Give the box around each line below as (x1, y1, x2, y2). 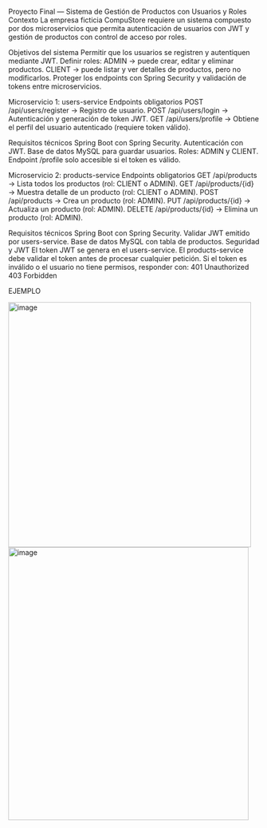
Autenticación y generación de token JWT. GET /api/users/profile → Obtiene (8, 114, 259, 123)
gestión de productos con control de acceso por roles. (8, 32, 187, 42)
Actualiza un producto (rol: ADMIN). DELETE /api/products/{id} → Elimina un (8, 204, 258, 214)
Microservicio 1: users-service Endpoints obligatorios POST (8, 97, 204, 106)
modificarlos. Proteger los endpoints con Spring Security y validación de (8, 73, 247, 82)
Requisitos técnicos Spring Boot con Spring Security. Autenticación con (8, 138, 244, 147)
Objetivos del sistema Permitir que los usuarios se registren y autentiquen (8, 48, 250, 57)
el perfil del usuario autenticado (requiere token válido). (8, 123, 191, 132)
